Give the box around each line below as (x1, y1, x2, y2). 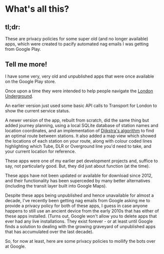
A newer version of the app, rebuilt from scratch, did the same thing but (5, 117, 149, 123)
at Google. (5, 243, 26, 249)
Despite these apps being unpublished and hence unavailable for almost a (5, 192, 154, 198)
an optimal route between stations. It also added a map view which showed (5, 133, 157, 139)
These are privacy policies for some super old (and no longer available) (5, 36, 148, 42)
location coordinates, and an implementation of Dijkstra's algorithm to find (5, 127, 154, 133)
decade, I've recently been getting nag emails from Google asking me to (5, 197, 150, 203)
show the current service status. (5, 107, 70, 113)
